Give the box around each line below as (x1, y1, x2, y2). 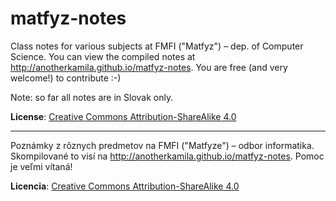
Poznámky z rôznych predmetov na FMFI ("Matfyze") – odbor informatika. (10, 139, 315, 151)
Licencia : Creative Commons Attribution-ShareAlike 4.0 (10, 180, 240, 192)
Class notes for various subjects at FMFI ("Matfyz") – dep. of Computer (10, 40, 304, 52)
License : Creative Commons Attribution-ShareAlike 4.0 (10, 110, 237, 122)
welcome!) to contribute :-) (10, 72, 122, 84)
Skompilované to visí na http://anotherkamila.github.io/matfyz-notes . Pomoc (10, 150, 325, 162)
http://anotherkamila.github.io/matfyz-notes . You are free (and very (10, 61, 288, 73)
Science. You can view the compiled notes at (10, 50, 196, 62)
